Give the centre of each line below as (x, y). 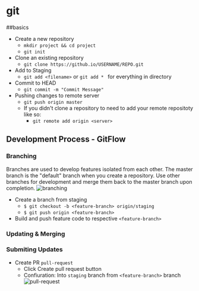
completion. (21, 188)
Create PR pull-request (44, 263)
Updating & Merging (36, 234)
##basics (18, 27)
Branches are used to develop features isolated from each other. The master (99, 169)
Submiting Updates (35, 250)
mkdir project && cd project (60, 46)
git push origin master (53, 102)
